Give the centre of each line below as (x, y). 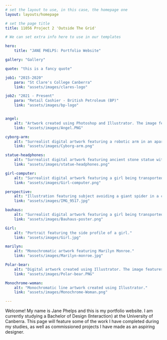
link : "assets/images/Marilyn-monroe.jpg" (59, 256)
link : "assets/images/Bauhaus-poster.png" (59, 219)
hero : (11, 46)
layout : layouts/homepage (32, 14)
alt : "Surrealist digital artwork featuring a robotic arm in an (83, 142)
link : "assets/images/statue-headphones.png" (62, 165)
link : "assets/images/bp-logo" (46, 105)
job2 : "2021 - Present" (30, 96)
